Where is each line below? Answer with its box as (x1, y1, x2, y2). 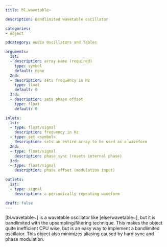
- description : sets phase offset (10, 97, 83, 102)
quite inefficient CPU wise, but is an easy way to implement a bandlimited (5, 226, 160, 232)
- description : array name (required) (10, 59, 93, 64)
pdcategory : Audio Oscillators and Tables (5, 40, 97, 45)
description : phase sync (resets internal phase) (14, 153, 123, 159)
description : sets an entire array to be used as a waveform (14, 139, 147, 144)
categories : (5, 26, 31, 31)
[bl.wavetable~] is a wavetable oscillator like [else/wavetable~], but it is (5, 214, 156, 220)
